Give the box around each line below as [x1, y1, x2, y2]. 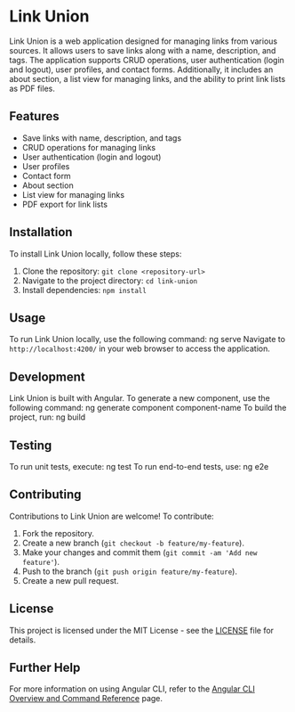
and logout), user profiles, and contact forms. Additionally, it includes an [9, 64, 274, 75]
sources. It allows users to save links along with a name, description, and [9, 45, 276, 55]
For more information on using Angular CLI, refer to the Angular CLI [9, 683, 255, 694]
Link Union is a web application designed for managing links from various [9, 36, 278, 46]
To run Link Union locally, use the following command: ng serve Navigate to [9, 334, 286, 345]
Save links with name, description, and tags [21, 132, 182, 143]
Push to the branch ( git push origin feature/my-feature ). [21, 566, 238, 577]
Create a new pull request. [21, 575, 119, 585]
